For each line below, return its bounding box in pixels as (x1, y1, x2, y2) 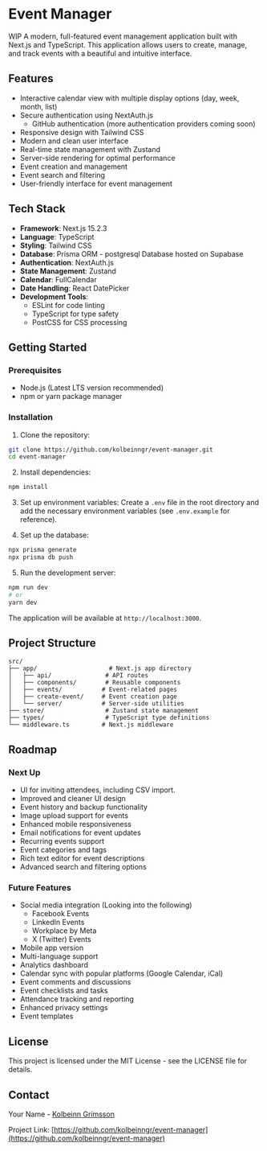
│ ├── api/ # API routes (8, 672, 149, 680)
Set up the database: (19, 530, 90, 540)
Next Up (8, 767, 41, 778)
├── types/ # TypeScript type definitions (8, 713, 210, 722)
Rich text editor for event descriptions (19, 853, 145, 863)
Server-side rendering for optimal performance (19, 153, 176, 162)
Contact (8, 1087, 50, 1102)
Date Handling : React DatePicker (19, 283, 130, 293)
